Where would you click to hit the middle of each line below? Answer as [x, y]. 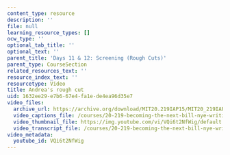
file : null [23, 26]
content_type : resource [41, 13]
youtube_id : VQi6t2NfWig [49, 141]
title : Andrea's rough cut [46, 90]
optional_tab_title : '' [41, 45]
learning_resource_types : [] [49, 33]
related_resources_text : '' [47, 71]
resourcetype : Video [37, 84]
